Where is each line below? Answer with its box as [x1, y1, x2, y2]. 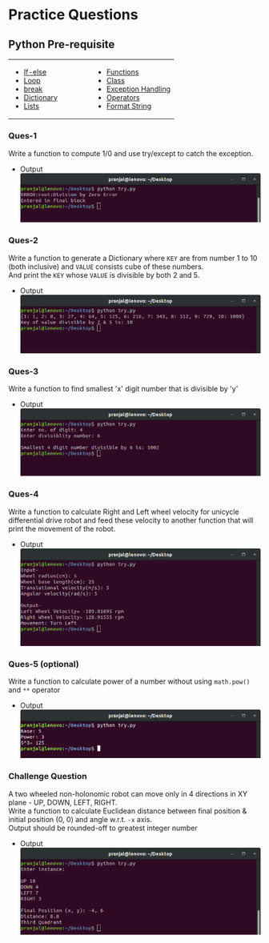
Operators [106, 92, 140, 102]
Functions [106, 66, 139, 77]
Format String [106, 101, 152, 110]
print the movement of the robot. [8, 524, 116, 533]
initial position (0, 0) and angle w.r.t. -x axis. [8, 814, 152, 824]
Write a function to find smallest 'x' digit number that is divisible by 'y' [8, 384, 239, 394]
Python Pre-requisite [8, 38, 115, 51]
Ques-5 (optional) [8, 658, 79, 669]
